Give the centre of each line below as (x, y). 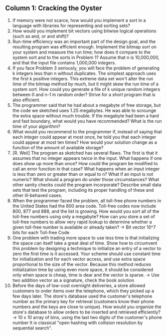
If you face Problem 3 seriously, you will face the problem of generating (86, 68)
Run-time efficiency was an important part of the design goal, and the (84, 41)
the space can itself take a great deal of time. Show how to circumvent (85, 243)
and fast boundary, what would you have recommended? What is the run (87, 121)
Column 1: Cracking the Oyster (54, 8)
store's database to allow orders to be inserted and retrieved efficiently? (86, 312)
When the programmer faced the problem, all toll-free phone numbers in (87, 200)
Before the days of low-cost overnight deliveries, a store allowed (79, 285)
